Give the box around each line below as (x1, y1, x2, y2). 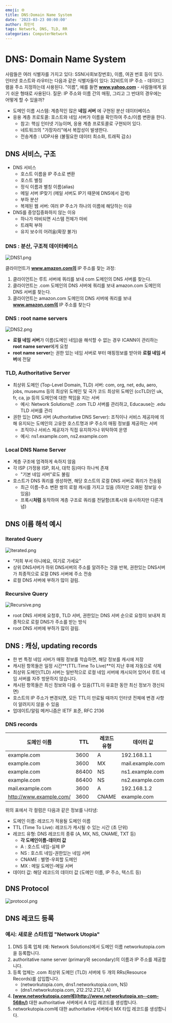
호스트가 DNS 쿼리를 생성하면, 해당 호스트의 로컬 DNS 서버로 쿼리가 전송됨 (12, 478, 162, 484)
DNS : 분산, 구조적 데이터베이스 (5, 242, 78, 249)
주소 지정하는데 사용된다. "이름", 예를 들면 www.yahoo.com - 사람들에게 (14, 84, 161, 90)
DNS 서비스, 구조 (5, 150, 56, 159)
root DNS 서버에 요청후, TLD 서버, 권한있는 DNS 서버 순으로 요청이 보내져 (12, 612, 161, 618)
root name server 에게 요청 (12, 343, 68, 349)
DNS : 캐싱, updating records (5, 642, 98, 651)
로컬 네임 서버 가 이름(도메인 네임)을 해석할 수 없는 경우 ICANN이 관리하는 (12, 337, 159, 343)
